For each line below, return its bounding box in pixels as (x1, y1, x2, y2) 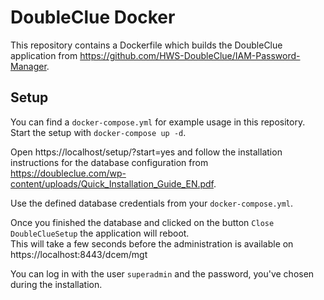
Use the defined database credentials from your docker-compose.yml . (10, 197, 294, 209)
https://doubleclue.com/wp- (10, 167, 127, 179)
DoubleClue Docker (10, 6, 176, 29)
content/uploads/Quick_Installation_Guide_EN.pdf (10, 177, 214, 190)
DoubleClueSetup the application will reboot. (10, 227, 190, 239)
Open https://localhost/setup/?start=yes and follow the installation (10, 146, 283, 158)
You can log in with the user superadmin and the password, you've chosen (10, 267, 315, 280)
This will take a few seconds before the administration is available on (10, 237, 294, 250)
